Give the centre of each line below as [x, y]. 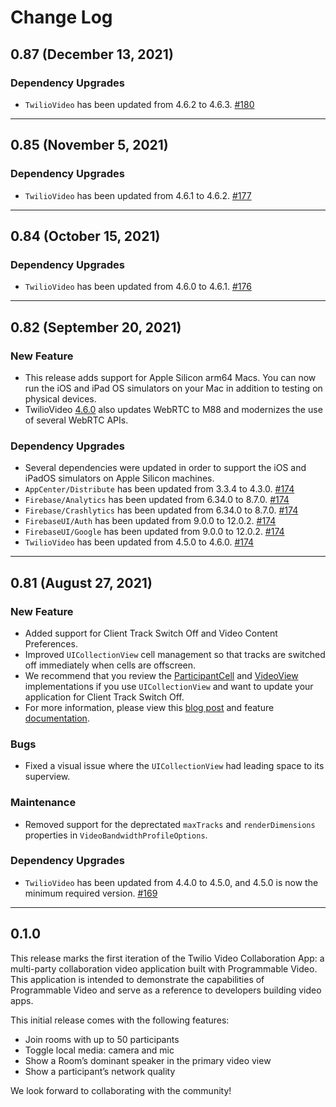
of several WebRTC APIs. [76, 420]
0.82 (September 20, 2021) [96, 327]
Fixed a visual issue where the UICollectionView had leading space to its [174, 766]
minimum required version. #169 [91, 893]
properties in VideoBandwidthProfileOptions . [116, 835]
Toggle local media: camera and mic [99, 1050]
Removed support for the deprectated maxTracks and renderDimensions [170, 824]
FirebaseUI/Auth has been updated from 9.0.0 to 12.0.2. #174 [150, 521]
